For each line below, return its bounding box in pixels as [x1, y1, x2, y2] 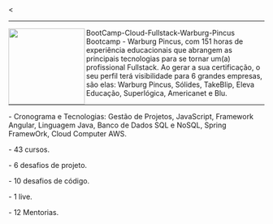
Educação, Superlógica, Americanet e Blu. [86, 88, 227, 97]
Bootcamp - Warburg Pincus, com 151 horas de [86, 37, 244, 46]
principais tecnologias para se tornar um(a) [86, 54, 231, 63]
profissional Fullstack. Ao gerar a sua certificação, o [86, 62, 261, 72]
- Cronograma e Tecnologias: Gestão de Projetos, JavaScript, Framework [8, 112, 254, 121]
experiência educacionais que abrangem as [86, 45, 233, 54]
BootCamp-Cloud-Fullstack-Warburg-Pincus [86, 28, 236, 37]
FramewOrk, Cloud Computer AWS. [8, 129, 128, 138]
